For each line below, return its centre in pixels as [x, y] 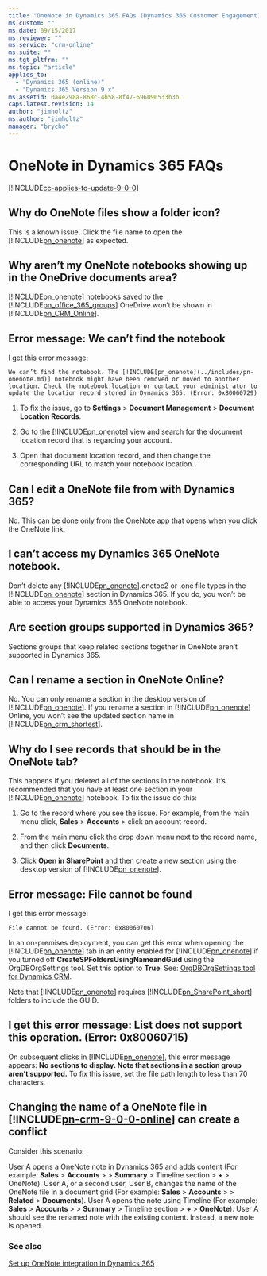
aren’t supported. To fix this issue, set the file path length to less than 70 [128, 1073]
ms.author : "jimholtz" [46, 119]
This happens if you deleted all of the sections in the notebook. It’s [117, 781]
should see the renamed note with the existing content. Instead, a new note [132, 1217]
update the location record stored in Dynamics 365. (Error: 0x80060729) [133, 393]
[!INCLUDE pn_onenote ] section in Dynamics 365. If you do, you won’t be [127, 594]
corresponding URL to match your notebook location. [107, 464]
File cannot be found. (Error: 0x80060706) [81, 928]
